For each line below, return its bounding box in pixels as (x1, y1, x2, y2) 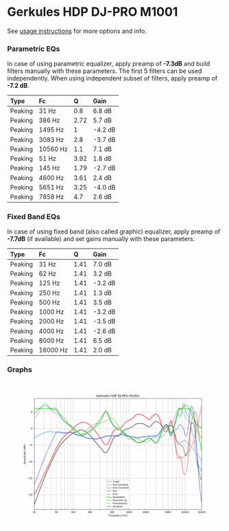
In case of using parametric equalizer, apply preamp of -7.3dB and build (7, 60, 210, 68)
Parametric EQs (7, 44, 60, 54)
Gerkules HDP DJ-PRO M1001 (7, 4, 178, 20)
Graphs (7, 365, 32, 374)
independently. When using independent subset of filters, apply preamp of (7, 74, 218, 82)
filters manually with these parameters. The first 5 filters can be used (7, 67, 202, 76)
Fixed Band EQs (7, 212, 60, 221)
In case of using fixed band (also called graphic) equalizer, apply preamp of (7, 227, 221, 236)
